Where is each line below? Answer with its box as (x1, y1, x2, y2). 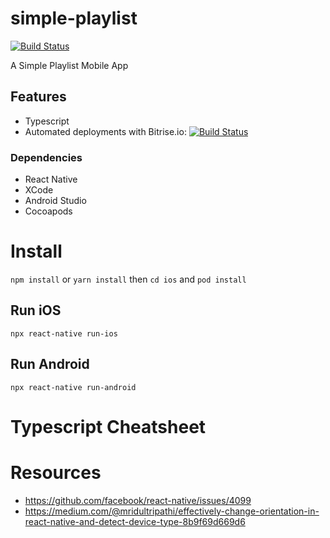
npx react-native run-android (10, 382, 137, 392)
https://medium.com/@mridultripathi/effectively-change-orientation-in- (24, 505, 320, 517)
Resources (10, 461, 102, 484)
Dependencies (10, 150, 83, 164)
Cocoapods (24, 205, 73, 217)
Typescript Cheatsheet (10, 415, 207, 438)
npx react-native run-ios (10, 328, 118, 339)
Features (10, 88, 67, 106)
